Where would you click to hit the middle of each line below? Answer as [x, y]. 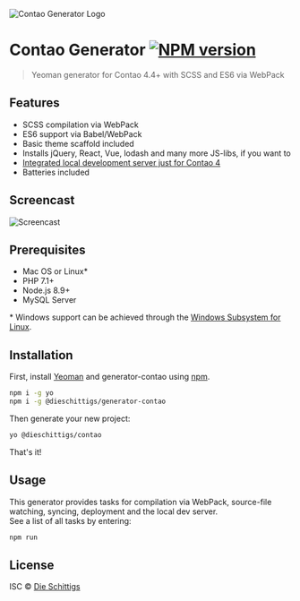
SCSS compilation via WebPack [80, 124]
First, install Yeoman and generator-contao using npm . [110, 377]
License [32, 565]
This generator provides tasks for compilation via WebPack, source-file [141, 502]
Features [34, 103]
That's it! [26, 451]
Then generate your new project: [70, 418]
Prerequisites [47, 249]
